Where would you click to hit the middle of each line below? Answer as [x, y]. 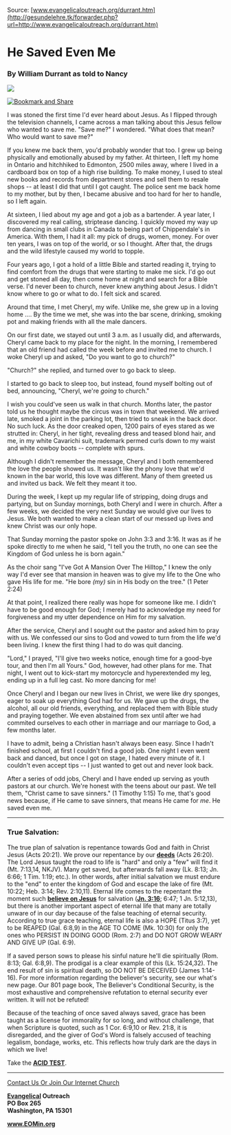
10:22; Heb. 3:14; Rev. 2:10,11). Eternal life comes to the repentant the [104, 891]
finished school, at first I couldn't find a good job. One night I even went [109, 751]
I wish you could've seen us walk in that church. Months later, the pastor [110, 404]
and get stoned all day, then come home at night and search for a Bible [107, 279]
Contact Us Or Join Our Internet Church [63, 1082]
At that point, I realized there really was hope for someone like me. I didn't [112, 603]
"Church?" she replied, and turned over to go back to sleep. [92, 370]
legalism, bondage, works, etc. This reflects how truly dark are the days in [112, 1042]
